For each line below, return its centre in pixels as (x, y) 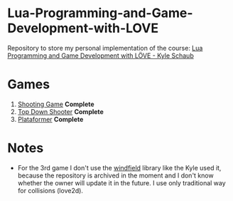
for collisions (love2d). (50, 190)
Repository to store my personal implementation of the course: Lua (105, 48)
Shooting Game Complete (56, 104)
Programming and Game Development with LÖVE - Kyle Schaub (101, 56)
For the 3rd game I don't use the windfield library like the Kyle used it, (119, 167)
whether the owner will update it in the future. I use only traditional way (121, 182)
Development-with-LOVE (83, 28)
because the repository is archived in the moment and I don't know (116, 175)
